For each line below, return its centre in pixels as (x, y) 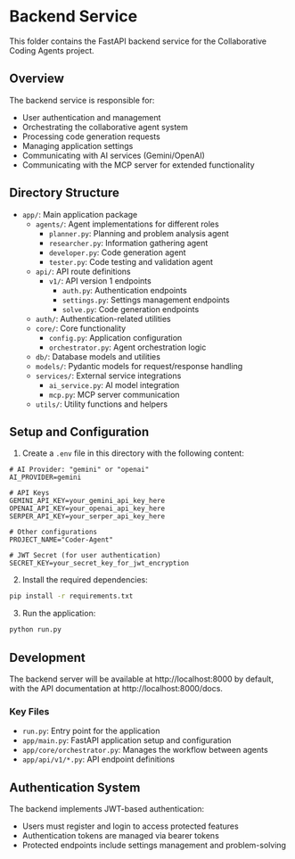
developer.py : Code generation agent (117, 252)
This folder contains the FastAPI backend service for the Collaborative (138, 41)
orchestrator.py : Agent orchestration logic (127, 347)
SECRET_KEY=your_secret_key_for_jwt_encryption (99, 564)
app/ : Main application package (80, 214)
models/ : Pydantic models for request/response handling (139, 366)
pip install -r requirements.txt (71, 596)
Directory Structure (65, 193)
